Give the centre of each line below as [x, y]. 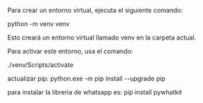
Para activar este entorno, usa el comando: [70, 51]
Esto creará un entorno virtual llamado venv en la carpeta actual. [102, 37]
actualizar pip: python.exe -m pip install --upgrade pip [86, 78]
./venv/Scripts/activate [40, 65]
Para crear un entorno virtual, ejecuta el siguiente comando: [95, 10]
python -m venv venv [38, 24]
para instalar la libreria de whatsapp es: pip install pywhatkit [95, 92]
